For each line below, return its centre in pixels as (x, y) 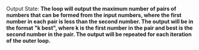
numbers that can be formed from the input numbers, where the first (94, 15)
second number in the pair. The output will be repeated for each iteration (99, 34)
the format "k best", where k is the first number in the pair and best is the (99, 28)
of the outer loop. (29, 41)
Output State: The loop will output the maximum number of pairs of (91, 9)
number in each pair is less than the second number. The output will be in (100, 21)
